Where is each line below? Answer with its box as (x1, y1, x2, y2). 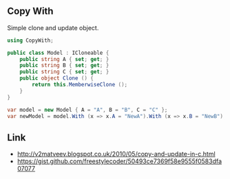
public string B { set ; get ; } (19, 62, 109, 69)
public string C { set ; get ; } (19, 69, 109, 75)
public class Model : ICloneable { (7, 49, 109, 56)
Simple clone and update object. (7, 23, 99, 32)
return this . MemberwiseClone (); (32, 82, 128, 88)
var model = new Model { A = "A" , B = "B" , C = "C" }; (7, 106, 168, 113)
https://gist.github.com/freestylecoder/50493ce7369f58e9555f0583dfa (17, 157, 222, 165)
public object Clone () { (19, 75, 94, 82)
